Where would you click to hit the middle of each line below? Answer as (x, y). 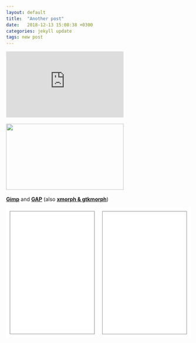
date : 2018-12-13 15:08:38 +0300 (50, 25)
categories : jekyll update (39, 31)
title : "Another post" (35, 19)
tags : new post (25, 37)
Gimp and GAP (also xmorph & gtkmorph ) (57, 199)
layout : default (26, 12)
